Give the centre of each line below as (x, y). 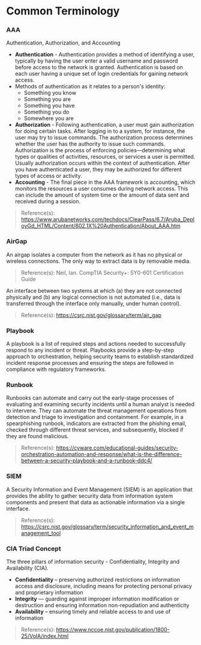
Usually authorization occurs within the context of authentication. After (102, 163)
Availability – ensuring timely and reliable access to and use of (93, 611)
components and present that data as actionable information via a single (95, 502)
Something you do (46, 112)
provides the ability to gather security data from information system (90, 496)
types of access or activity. (48, 176)
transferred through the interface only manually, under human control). (94, 303)
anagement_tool (41, 533)
